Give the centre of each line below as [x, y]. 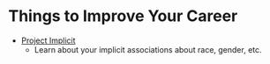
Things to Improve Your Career [123, 16]
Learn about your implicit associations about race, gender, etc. [148, 49]
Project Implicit [48, 40]
